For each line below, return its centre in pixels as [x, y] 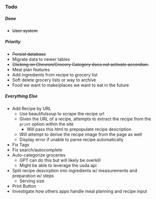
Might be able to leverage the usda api [58, 165]
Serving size [32, 181]
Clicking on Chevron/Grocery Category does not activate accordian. [80, 64]
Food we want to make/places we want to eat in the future [70, 85]
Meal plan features [31, 70]
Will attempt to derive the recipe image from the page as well [81, 134]
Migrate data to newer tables [41, 59]
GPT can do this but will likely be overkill [60, 160]
